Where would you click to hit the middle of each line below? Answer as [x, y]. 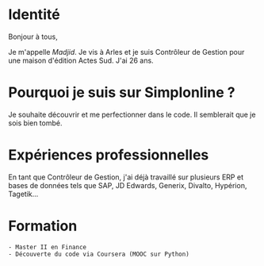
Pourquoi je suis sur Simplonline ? [122, 93]
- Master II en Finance [48, 247]
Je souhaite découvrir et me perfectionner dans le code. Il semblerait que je [132, 114]
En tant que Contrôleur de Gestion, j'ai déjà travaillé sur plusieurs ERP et [126, 177]
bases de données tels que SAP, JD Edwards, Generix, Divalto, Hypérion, [128, 185]
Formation [43, 226]
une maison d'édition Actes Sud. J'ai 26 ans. [81, 60]
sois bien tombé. [35, 123]
